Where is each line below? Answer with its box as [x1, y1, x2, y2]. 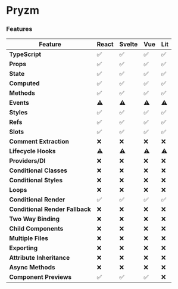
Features [6, 25, 33, 33]
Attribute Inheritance [9, 254, 70, 262]
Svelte [119, 40, 138, 48]
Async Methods [9, 263, 55, 272]
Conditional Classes [9, 166, 67, 175]
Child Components [9, 225, 64, 233]
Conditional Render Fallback [9, 205, 91, 213]
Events [9, 99, 30, 107]
